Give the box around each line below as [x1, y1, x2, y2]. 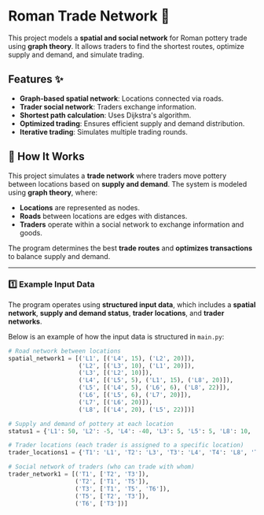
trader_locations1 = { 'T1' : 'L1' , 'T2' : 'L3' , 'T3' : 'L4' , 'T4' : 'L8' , [8, 449, 247, 457]
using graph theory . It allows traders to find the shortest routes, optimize [8, 41, 245, 50]
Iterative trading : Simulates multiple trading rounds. [19, 127, 189, 136]
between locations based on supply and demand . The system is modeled [8, 179, 247, 188]
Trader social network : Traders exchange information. [19, 102, 196, 111]
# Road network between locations [8, 346, 122, 355]
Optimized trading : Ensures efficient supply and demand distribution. [19, 118, 245, 128]
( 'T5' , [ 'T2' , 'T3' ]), [75, 492, 149, 500]
